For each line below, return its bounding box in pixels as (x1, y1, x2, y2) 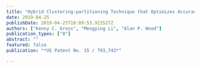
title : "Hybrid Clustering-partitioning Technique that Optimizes (6, 8, 175, 15)
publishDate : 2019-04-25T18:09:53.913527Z (6, 20, 114, 26)
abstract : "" (6, 36, 39, 42)
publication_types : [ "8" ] (6, 31, 71, 37)
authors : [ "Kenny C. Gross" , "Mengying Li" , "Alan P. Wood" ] (6, 25, 162, 32)
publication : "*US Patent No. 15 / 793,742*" (6, 48, 121, 54)
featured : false (6, 42, 47, 48)
